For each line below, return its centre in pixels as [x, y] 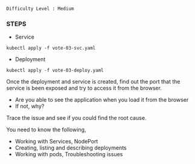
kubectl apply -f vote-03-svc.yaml [51, 48]
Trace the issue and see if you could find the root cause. [76, 118]
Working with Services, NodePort [56, 142]
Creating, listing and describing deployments [71, 148]
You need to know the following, [46, 130]
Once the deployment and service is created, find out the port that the [93, 82]
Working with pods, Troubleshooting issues [69, 154]
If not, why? [30, 107]
